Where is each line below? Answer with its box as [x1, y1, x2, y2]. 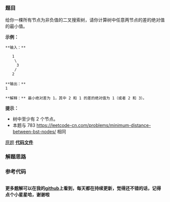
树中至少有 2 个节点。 [12, 116, 58, 122]
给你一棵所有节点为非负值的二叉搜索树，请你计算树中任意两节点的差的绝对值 [5, 17, 165, 23]
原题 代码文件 [5, 139, 33, 145]
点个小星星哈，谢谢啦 [5, 191, 50, 197]
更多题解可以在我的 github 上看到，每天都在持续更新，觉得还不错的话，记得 [5, 185, 161, 191]
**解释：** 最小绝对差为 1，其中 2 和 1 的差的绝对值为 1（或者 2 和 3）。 [5, 96, 147, 101]
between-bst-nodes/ [12, 129, 57, 135]
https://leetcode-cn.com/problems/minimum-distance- [36, 123, 151, 129]
